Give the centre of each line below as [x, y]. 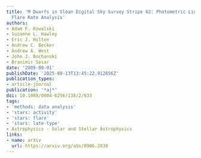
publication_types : [31, 79]
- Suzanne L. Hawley [32, 34]
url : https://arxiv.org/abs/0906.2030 [60, 146]
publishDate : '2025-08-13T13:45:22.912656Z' [63, 73]
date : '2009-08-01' [31, 68]
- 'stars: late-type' [33, 124]
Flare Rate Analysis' [39, 17]
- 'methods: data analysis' [41, 107]
